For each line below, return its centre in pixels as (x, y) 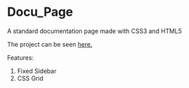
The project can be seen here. (50, 44)
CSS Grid (30, 78)
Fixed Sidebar (37, 71)
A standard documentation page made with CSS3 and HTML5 (94, 31)
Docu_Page (40, 12)
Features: (21, 57)
